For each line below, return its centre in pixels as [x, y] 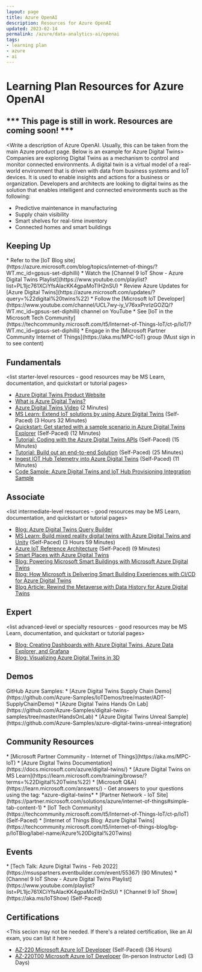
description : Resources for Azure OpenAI [59, 23]
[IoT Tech [59, 807]
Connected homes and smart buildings [63, 227]
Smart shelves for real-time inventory [61, 221]
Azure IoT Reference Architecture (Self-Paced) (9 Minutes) [87, 549]
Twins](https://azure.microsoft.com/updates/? [98, 292]
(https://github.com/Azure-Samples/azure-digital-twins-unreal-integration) [99, 723]
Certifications [33, 917]
